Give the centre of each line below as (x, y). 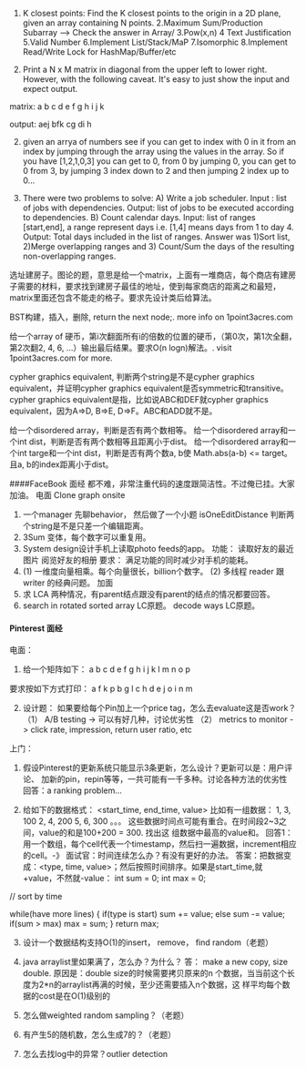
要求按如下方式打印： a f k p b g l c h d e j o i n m (101, 689)
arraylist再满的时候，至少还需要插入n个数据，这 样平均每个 (172, 985)
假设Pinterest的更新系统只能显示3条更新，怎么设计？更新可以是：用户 (153, 768)
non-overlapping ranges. (69, 256)
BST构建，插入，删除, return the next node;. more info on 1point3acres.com (151, 317)
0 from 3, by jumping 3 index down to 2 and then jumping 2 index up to (156, 171)
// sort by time (36, 897)
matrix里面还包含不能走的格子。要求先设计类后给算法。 (113, 298)
